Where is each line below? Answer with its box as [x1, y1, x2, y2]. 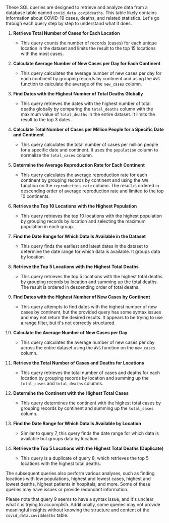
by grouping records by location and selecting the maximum [20, 218, 146, 224]
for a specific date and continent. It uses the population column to [20, 147, 158, 153]
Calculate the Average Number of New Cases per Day [13, 330, 128, 335]
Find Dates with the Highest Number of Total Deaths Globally [13, 91, 143, 96]
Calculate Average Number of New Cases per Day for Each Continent [13, 61, 161, 66]
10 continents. [20, 193, 50, 199]
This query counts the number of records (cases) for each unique [20, 40, 157, 46]
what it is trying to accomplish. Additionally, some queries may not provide [6, 502, 160, 507]
